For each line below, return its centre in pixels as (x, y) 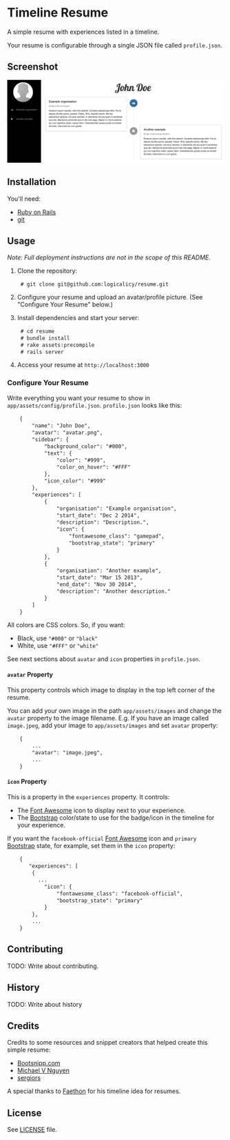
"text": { (58, 453)
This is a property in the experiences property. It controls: (88, 797)
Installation (32, 182)
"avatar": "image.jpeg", (67, 753)
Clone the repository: (47, 271)
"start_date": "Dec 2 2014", (98, 515)
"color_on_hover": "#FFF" (93, 467)
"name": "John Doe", (61, 426)
